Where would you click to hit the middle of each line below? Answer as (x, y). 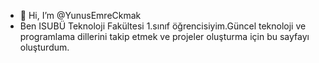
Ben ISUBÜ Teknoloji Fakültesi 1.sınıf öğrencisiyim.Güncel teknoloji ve (163, 26)
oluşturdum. (44, 47)
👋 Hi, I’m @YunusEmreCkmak (80, 15)
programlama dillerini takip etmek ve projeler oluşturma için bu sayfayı (164, 36)
